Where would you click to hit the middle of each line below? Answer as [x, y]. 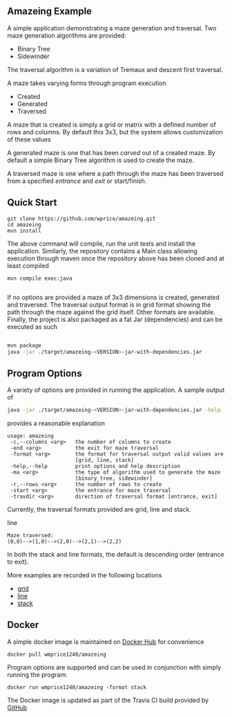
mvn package [24, 345]
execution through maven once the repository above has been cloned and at [116, 258]
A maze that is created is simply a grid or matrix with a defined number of [112, 125]
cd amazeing [24, 224]
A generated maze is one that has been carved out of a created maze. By [111, 152]
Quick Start [32, 203]
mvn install [24, 231]
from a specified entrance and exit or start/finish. [77, 181]
